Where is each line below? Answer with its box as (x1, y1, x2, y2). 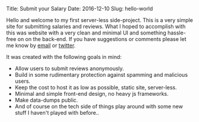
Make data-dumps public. (14, 96, 79, 104)
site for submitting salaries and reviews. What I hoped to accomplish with (6, 23, 186, 30)
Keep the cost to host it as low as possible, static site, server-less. (14, 84, 178, 91)
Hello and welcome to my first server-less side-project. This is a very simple (6, 17, 194, 23)
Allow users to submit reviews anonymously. (14, 65, 124, 72)
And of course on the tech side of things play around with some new (14, 103, 184, 110)
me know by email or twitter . (6, 42, 76, 49)
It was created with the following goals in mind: (6, 54, 122, 60)
